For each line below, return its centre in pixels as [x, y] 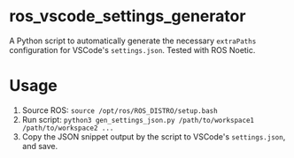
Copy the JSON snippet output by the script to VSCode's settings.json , [154, 136]
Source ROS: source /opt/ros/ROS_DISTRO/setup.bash [120, 110]
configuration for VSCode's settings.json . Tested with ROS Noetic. [132, 49]
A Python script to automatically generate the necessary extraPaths [133, 41]
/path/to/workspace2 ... [68, 128]
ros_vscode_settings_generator [128, 16]
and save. [40, 146]
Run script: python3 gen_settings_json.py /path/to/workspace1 [138, 119]
